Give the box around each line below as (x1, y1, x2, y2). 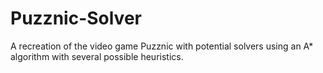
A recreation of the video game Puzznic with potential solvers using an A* (10, 40, 314, 52)
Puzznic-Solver (10, 7, 142, 30)
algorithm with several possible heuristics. (10, 50, 184, 62)
